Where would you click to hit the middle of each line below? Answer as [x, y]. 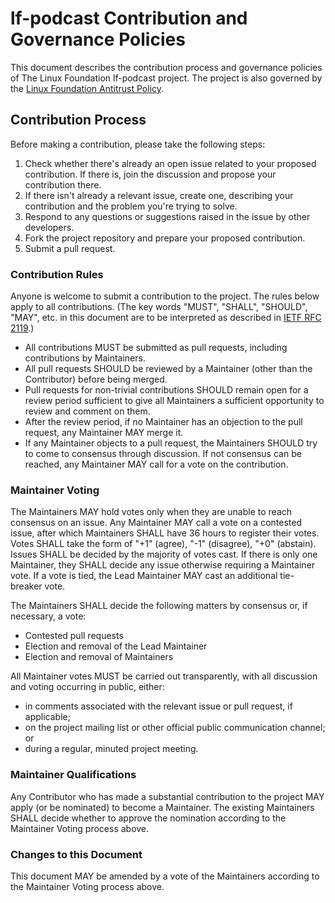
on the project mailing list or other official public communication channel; [175, 728]
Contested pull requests [74, 636]
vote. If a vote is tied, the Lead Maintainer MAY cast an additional [144, 576]
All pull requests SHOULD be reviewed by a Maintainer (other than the [168, 369]
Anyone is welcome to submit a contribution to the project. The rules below [165, 296]
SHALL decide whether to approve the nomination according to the [148, 818]
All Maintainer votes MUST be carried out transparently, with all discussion [164, 676]
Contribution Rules [57, 274]
